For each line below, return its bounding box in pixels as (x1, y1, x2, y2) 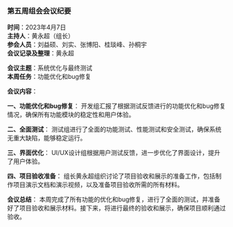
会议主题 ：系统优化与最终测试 (7, 64, 92, 72)
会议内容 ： (7, 87, 38, 96)
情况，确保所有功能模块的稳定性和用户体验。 (7, 111, 135, 119)
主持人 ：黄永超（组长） (7, 32, 74, 40)
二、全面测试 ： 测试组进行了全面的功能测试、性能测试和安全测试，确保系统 (7, 125, 222, 134)
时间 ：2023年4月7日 (7, 23, 67, 32)
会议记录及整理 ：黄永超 (7, 49, 74, 57)
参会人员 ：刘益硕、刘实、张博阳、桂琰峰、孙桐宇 (7, 40, 147, 49)
